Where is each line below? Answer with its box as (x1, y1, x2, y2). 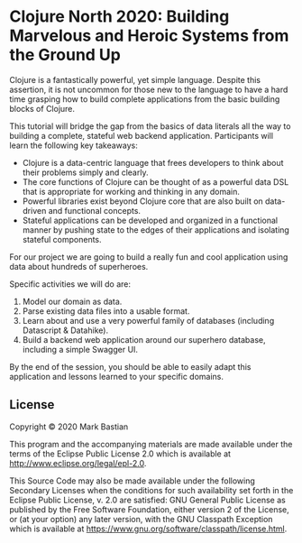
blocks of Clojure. (9, 103, 75, 114)
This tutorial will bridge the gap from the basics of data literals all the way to (9, 120, 291, 132)
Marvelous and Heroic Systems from (9, 25, 289, 46)
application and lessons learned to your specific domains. (9, 371, 224, 382)
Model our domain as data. (22, 296, 123, 307)
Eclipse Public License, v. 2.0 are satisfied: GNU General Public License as (9, 494, 286, 505)
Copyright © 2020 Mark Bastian (9, 421, 129, 432)
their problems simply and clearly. (22, 167, 149, 178)
